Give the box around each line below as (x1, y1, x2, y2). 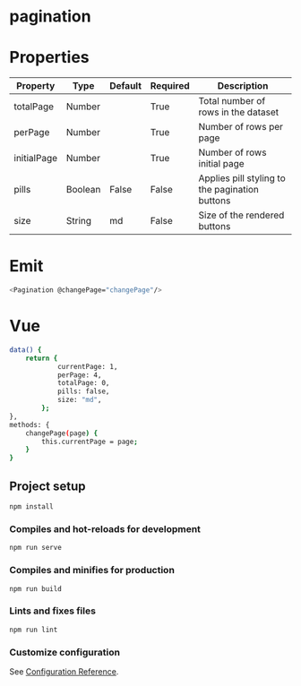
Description (217, 80, 269, 92)
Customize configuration (9, 646, 121, 658)
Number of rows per (198, 121, 284, 133)
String (65, 215, 92, 227)
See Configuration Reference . (9, 666, 119, 677)
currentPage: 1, (56, 362, 118, 371)
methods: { (9, 420, 50, 429)
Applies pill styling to (198, 172, 286, 184)
